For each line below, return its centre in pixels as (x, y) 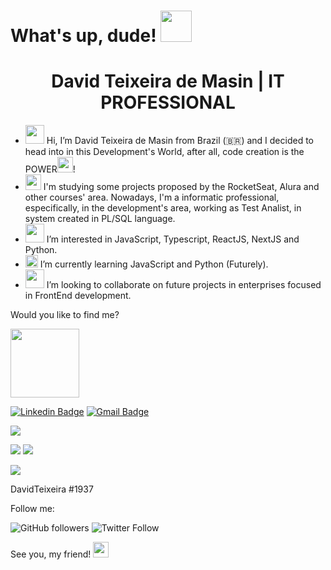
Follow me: (32, 509)
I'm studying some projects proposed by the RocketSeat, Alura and (181, 187)
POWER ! (50, 169)
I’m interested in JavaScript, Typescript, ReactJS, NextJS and (173, 239)
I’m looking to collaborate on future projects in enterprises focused (184, 285)
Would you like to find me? (65, 315)
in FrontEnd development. (78, 296)
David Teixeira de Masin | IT (168, 81)
